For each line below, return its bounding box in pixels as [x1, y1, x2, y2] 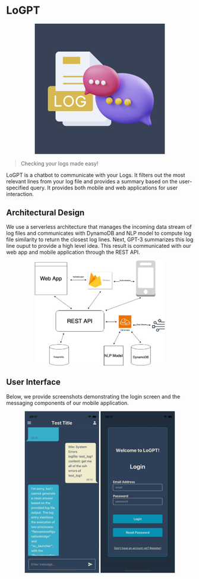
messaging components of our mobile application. [6, 399, 129, 406]
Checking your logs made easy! [20, 160, 99, 167]
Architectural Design [6, 207, 85, 217]
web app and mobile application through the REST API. [6, 248, 140, 256]
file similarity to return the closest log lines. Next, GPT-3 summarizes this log [6, 236, 194, 243]
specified [6, 184, 29, 191]
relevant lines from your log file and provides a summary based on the [6, 178, 178, 185]
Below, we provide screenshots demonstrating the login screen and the [6, 393, 181, 400]
